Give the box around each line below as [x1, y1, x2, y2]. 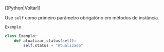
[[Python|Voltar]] [5, 5, 41, 11]
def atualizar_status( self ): [14, 38, 77, 43]
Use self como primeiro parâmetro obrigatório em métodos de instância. [5, 15, 160, 20]
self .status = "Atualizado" [23, 43, 83, 48]
